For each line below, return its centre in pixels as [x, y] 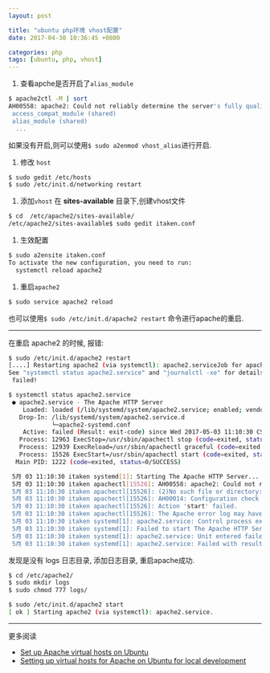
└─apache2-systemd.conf [91, 425]
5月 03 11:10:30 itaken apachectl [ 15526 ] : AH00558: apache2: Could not [133, 484]
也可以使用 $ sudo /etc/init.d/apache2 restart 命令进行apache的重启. [126, 318]
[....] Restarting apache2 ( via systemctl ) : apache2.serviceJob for [125, 365]
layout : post [30, 16]
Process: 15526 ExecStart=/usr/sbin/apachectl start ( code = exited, [134, 455]
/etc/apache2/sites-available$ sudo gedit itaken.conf [102, 224]
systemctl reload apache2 [59, 270]
